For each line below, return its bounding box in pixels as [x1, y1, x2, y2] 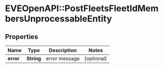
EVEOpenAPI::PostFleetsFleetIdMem [5, 3, 159, 14]
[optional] [84, 55, 107, 62]
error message [46, 55, 80, 62]
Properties [5, 33, 38, 41]
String [26, 55, 41, 62]
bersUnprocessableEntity [5, 13, 112, 24]
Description [49, 47, 77, 53]
